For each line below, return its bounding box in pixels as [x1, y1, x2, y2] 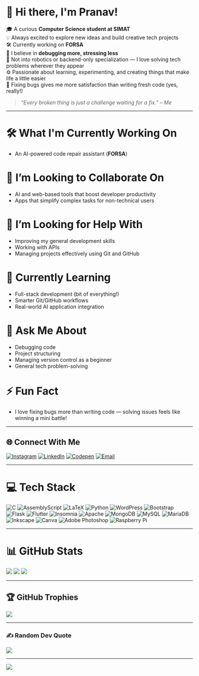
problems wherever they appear [6, 62, 85, 69]
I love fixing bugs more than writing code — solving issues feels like [14, 408, 181, 415]
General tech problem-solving [14, 362, 88, 369]
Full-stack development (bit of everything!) [14, 290, 120, 298]
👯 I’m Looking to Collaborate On [6, 171, 165, 185]
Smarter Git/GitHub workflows [14, 296, 89, 304]
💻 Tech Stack [6, 481, 76, 494]
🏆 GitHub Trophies [6, 592, 79, 602]
